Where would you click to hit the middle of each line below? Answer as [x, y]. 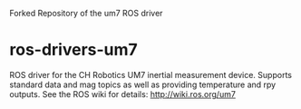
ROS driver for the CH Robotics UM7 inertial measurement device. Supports [151, 74]
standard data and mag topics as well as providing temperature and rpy [143, 84]
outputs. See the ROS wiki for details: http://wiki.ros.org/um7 [122, 94]
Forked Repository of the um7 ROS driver [86, 13]
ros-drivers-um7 [73, 50]
